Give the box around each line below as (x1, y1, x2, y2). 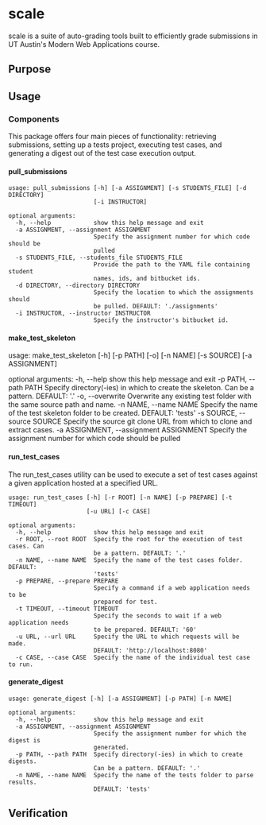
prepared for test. (93, 598, 158, 606)
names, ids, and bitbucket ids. (93, 275, 201, 283)
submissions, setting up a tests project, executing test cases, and (8, 140, 222, 149)
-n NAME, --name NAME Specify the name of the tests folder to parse (15, 771, 254, 779)
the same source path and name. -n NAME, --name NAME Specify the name (8, 400, 258, 409)
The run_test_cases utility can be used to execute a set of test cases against (8, 470, 258, 479)
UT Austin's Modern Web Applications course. (8, 39, 160, 48)
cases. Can (8, 542, 44, 550)
